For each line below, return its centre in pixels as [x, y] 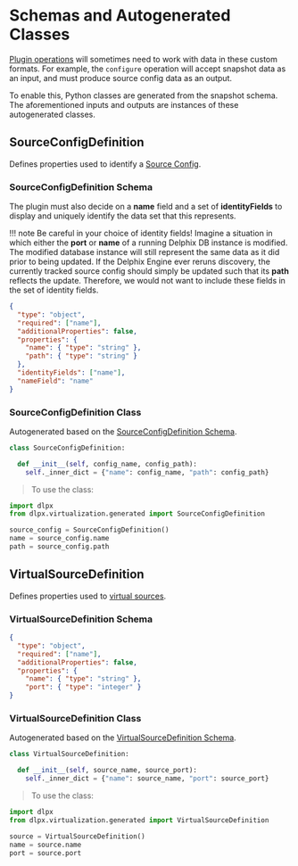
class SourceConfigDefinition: [67, 448]
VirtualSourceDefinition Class [75, 718]
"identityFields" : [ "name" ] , [71, 373]
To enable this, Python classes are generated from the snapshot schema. [144, 95]
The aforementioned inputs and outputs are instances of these [124, 104]
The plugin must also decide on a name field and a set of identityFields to [146, 207]
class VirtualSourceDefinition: [69, 755]
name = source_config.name [59, 539]
